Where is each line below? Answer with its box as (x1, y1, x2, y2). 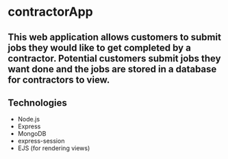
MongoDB (17, 130, 47, 138)
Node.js (17, 115, 40, 124)
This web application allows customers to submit (8, 31, 222, 43)
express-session (17, 137, 65, 145)
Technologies (8, 97, 68, 109)
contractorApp (8, 4, 93, 20)
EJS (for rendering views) (17, 144, 90, 152)
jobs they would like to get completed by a (8, 42, 191, 53)
